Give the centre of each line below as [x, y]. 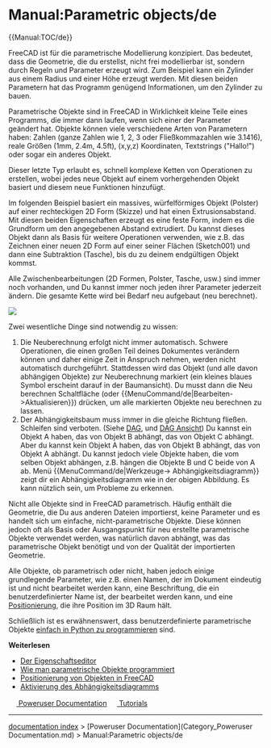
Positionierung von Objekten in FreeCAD [87, 678]
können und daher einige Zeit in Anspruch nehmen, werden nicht [128, 359]
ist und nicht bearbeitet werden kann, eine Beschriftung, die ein [114, 588]
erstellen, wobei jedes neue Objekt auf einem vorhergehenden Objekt [124, 179]
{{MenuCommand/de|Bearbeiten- [177, 393]
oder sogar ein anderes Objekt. [60, 154]
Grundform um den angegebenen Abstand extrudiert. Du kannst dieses [127, 229]
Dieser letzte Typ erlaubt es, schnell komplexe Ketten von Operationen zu [130, 170]
